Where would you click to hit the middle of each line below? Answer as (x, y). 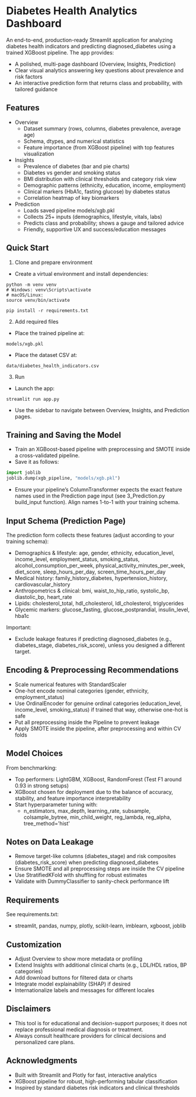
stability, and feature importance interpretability (73, 798)
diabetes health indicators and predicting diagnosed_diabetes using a (91, 46)
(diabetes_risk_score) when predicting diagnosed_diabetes (86, 862)
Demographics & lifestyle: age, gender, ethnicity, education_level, (94, 553)
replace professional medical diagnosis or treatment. (79, 1029)
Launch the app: (35, 388)
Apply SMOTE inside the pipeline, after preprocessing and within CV (98, 728)
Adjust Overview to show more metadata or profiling (78, 959)
